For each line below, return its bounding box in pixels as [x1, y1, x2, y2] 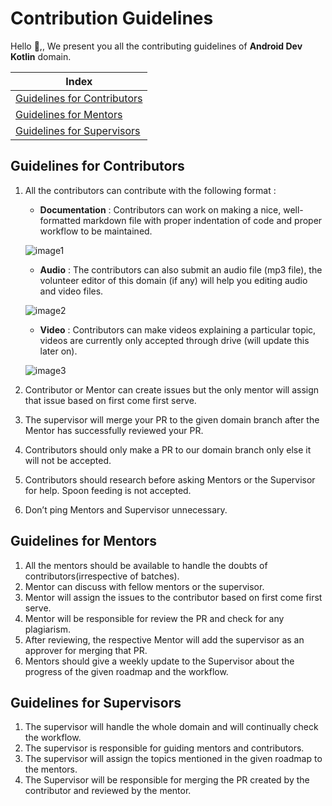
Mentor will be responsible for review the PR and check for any [24, 612, 285, 624]
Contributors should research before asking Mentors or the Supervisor [24, 473, 316, 486]
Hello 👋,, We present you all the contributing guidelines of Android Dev [10, 40, 303, 52]
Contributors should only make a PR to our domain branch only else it [24, 443, 312, 456]
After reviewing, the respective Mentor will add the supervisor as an [24, 633, 305, 646]
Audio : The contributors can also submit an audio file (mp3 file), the [39, 263, 323, 276]
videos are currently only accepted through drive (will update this [39, 334, 310, 346]
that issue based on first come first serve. [24, 394, 197, 406]
